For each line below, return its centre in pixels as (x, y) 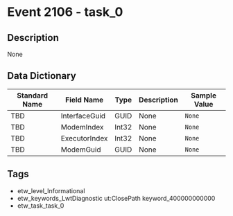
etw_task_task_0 (41, 206)
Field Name (85, 100)
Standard (33, 96)
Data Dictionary (42, 76)
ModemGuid (81, 150)
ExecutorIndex (84, 138)
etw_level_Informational (51, 190)
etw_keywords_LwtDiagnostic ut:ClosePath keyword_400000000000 (116, 198)
